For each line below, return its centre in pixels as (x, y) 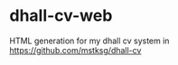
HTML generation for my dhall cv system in (89, 41)
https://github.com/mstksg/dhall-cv (75, 50)
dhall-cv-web (61, 16)
